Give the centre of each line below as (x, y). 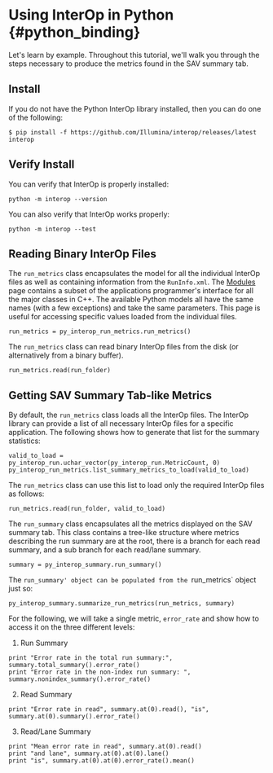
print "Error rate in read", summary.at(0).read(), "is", (109, 709)
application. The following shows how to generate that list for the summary (134, 433)
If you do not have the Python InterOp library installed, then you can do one (135, 108)
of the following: (36, 117)
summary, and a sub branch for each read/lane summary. (105, 550)
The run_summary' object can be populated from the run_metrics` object (132, 580)
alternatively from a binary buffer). (66, 355)
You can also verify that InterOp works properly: (89, 214)
